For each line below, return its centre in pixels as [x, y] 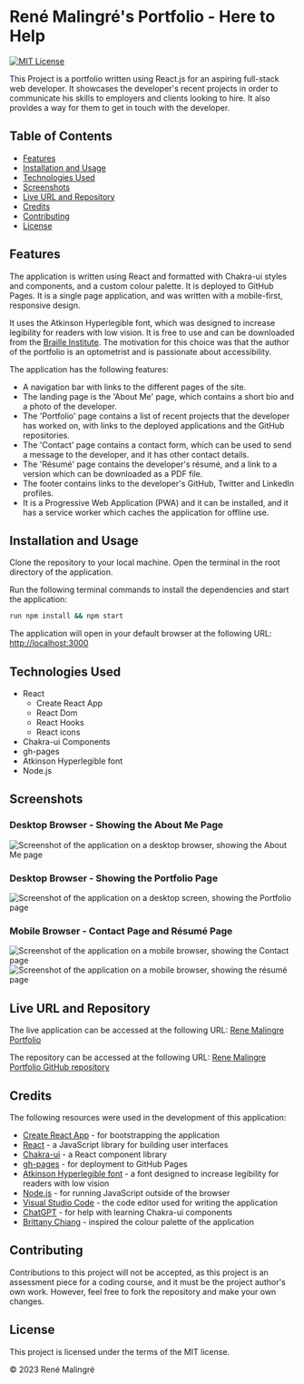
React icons [58, 732]
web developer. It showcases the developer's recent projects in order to [144, 88]
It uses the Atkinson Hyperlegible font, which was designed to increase [142, 322]
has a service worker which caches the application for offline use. [146, 512]
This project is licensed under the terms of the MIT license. [119, 1351]
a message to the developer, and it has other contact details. [136, 454]
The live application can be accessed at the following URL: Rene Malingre [147, 1030]
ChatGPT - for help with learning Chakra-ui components [127, 1212]
